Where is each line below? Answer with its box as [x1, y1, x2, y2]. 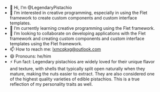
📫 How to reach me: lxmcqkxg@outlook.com [9, 46, 101, 52]
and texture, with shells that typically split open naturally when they [9, 66, 145, 72]
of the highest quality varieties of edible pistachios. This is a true [9, 76, 140, 82]
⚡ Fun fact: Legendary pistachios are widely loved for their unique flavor [9, 59, 155, 64]
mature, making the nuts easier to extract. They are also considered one [9, 71, 155, 76]
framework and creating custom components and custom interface [9, 36, 145, 41]
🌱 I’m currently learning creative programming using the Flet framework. [9, 25, 155, 31]
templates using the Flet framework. [9, 41, 82, 46]
